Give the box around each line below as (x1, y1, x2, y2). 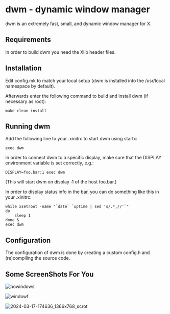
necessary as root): (5, 98, 46, 104)
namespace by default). (5, 83, 55, 89)
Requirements (5, 35, 51, 44)
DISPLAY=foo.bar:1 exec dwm (5, 170, 65, 175)
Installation (5, 64, 42, 73)
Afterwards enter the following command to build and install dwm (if (5, 93, 148, 99)
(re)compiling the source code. (5, 255, 70, 261)
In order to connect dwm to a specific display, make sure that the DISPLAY (5, 155, 162, 161)
